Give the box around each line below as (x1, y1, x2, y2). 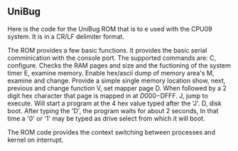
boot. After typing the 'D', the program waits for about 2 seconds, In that (7, 106, 219, 115)
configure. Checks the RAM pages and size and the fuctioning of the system (7, 61, 231, 70)
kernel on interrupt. (7, 135, 64, 144)
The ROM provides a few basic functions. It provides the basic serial (7, 46, 207, 54)
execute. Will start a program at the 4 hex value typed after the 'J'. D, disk (7, 99, 222, 108)
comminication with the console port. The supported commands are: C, (7, 53, 217, 62)
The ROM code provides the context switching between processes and (7, 127, 215, 136)
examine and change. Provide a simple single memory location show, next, (7, 76, 226, 85)
